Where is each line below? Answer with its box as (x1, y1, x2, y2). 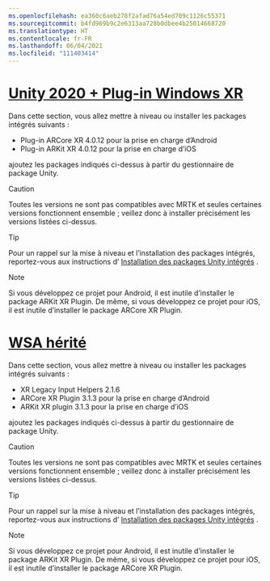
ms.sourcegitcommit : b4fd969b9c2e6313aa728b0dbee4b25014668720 (8, 19, 226, 28)
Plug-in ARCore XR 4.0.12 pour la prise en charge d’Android (19, 135, 217, 145)
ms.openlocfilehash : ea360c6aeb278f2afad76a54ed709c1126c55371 (8, 11, 226, 20)
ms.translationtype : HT (8, 27, 89, 35)
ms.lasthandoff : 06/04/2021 (8, 42, 103, 50)
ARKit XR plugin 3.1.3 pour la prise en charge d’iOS (19, 401, 189, 411)
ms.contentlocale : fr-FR (8, 34, 92, 43)
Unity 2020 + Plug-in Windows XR (8, 84, 244, 103)
